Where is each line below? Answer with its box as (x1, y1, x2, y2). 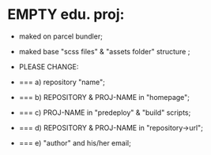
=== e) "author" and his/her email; (18, 138, 131, 147)
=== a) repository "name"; (18, 77, 106, 87)
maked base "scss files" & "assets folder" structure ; (18, 46, 190, 56)
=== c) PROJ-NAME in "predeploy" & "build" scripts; (18, 108, 191, 117)
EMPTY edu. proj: (7, 6, 125, 24)
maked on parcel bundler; (18, 31, 104, 41)
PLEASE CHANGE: (18, 61, 79, 72)
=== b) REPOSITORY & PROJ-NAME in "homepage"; (18, 92, 190, 101)
